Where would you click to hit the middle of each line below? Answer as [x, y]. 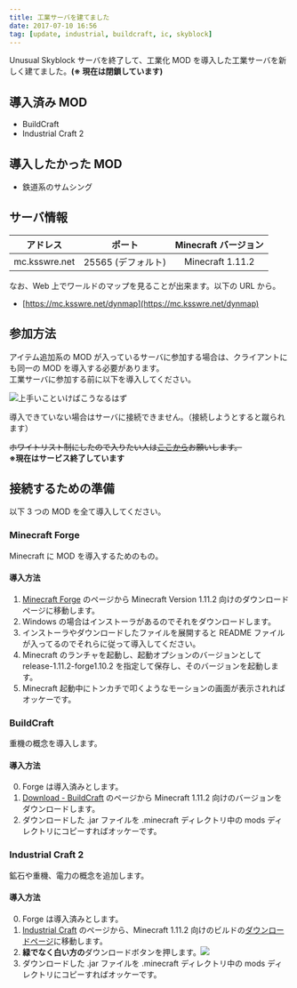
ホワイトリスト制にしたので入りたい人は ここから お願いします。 [126, 446]
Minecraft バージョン [219, 245]
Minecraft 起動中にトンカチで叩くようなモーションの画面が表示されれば [154, 688]
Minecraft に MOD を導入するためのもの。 [86, 556]
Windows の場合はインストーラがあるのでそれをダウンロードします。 [149, 621]
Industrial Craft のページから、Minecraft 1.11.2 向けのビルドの [134, 929]
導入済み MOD [48, 102]
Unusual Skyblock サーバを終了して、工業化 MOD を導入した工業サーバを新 [148, 60]
